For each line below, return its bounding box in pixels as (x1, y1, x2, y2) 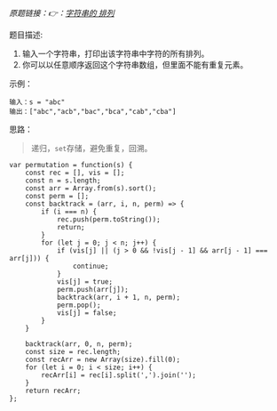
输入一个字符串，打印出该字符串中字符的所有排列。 (21, 48, 210, 59)
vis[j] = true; (56, 278, 114, 286)
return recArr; (25, 386, 82, 395)
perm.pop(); (56, 301, 101, 310)
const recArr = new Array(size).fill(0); (25, 355, 180, 364)
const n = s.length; (25, 176, 101, 185)
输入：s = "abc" (9, 98, 66, 107)
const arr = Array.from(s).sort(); (25, 184, 157, 193)
